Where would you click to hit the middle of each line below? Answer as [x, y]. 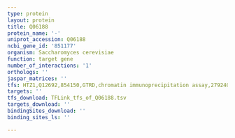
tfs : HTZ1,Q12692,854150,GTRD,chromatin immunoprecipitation [98, 85]
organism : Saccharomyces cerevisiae [60, 53]
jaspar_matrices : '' [37, 78]
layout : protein [31, 20]
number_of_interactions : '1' [50, 66]
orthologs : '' [28, 72]
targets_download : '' [39, 105]
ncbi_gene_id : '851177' [42, 46]
